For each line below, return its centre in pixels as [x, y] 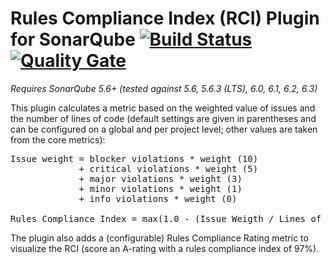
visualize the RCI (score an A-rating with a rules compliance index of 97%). [165, 248]
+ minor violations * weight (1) [160, 188]
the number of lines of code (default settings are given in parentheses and [163, 118]
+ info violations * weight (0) [158, 198]
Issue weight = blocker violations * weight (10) [134, 158]
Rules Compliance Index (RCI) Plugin [165, 18]
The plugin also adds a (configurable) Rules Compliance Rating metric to [159, 238]
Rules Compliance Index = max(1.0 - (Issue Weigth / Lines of [166, 218]
